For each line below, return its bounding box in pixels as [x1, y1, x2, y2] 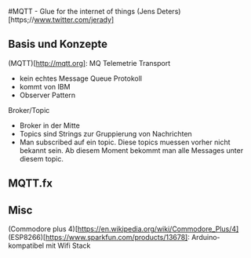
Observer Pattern [19, 90, 76, 100]
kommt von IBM [19, 82, 71, 91]
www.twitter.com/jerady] [34, 15, 115, 24]
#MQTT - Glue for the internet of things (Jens [8, 7, 155, 16]
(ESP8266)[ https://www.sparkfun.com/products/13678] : [8, 233, 191, 242]
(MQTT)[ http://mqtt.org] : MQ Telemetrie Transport [8, 58, 171, 67]
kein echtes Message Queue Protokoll [19, 74, 143, 83]
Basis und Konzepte [8, 38, 108, 51]
